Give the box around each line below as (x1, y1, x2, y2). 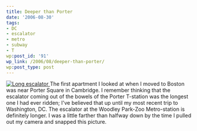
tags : (6, 20, 20, 26)
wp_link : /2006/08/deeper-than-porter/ (6, 58, 105, 64)
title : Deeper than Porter (6, 8, 73, 15)
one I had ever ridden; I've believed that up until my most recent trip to (6, 99, 179, 107)
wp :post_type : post (6, 64, 55, 70)
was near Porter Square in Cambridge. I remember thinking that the (6, 87, 171, 94)
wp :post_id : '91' (6, 53, 49, 59)
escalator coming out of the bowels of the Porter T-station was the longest (6, 93, 189, 100)
